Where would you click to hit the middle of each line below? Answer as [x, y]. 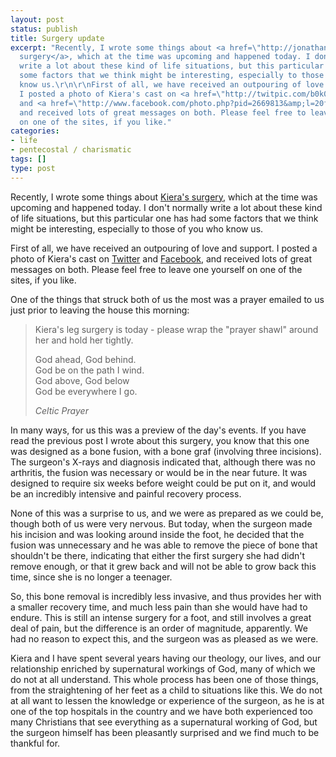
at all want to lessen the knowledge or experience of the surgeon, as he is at [167, 700]
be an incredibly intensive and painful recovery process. [126, 493]
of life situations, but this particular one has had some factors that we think [164, 218]
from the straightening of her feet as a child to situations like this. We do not [166, 690]
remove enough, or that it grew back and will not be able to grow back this [163, 566]
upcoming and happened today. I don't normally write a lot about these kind [166, 207]
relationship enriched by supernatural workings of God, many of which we [163, 668]
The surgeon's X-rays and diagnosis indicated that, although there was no [163, 462]
